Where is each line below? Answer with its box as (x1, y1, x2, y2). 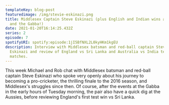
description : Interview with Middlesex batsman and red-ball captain (5, 44, 154, 49)
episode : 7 (5, 35, 28, 40)
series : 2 (5, 30, 26, 35)
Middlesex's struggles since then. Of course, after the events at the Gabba (5, 83, 160, 89)
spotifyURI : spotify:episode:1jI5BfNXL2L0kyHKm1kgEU (5, 40, 118, 45)
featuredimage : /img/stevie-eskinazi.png (5, 12, 94, 17)
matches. (10, 53, 28, 59)
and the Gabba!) (10, 21, 44, 26)
